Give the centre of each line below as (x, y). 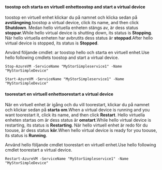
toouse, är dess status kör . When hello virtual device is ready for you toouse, (81, 130)
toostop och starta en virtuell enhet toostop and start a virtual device (75, 7)
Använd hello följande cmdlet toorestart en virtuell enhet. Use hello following (81, 145)
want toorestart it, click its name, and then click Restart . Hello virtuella (75, 115)
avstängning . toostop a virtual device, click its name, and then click (72, 23)
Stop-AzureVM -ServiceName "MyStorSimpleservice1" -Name (64, 67)
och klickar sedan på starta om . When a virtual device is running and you (77, 110)
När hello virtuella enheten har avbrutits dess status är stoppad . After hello (79, 38)
